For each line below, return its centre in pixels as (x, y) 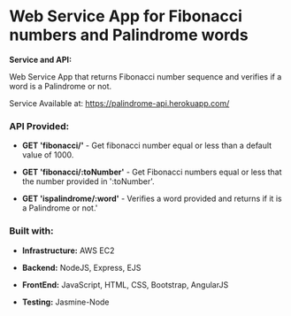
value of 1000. (48, 155)
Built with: (31, 231)
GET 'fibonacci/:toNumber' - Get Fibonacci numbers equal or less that (152, 172)
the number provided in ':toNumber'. (88, 181)
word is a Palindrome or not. (61, 86)
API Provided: (39, 126)
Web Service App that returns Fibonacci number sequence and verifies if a (145, 76)
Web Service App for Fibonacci (126, 16)
